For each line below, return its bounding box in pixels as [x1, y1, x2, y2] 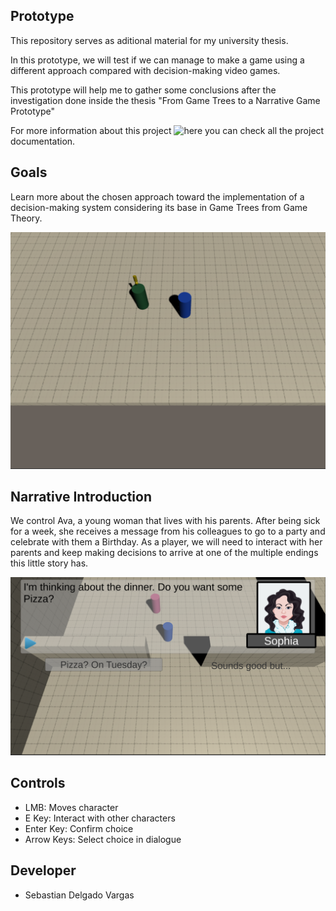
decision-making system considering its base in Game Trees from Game [10, 201, 308, 213]
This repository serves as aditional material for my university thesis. [10, 34, 289, 46]
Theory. [10, 212, 43, 224]
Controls [10, 775, 66, 792]
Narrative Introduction [10, 489, 153, 505]
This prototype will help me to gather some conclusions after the [10, 84, 277, 96]
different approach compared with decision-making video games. [10, 64, 281, 76]
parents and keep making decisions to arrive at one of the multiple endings [10, 547, 319, 559]
